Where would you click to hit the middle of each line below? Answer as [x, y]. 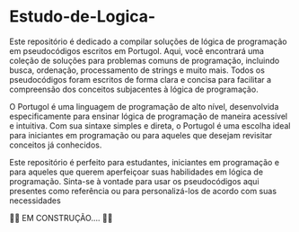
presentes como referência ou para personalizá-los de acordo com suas [143, 191]
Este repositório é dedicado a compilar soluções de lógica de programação [148, 41]
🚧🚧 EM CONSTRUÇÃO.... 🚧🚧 [61, 218]
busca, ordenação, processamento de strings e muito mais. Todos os [137, 70]
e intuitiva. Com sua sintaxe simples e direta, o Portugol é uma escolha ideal [150, 125]
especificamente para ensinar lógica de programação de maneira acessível [149, 116]
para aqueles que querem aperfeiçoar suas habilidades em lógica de [136, 172]
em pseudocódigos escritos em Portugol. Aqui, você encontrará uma [137, 50]
